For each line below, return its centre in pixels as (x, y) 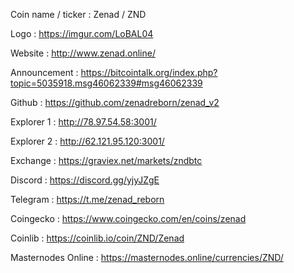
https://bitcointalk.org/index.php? (149, 72)
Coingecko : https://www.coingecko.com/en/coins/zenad (128, 218)
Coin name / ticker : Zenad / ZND (78, 14)
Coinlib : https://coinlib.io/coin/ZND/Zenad (97, 238)
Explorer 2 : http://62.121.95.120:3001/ (87, 141)
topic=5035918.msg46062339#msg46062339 (106, 83)
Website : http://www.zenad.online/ (83, 53)
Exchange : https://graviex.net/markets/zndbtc (106, 160)
